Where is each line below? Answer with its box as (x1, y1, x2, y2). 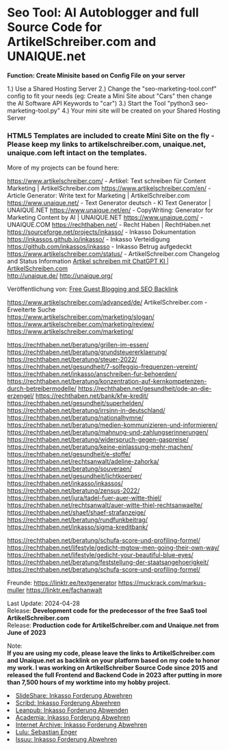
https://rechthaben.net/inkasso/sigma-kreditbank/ (7, 523, 148, 531)
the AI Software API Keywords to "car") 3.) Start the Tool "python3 (7, 99, 193, 107)
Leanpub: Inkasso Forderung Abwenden (16, 706, 129, 714)
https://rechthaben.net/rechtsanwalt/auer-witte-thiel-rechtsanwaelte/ (7, 501, 203, 509)
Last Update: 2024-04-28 (7, 599, 80, 608)
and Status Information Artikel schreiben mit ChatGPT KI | (7, 257, 170, 266)
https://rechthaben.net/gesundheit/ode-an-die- (78, 384, 212, 392)
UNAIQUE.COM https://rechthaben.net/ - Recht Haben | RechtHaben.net (7, 221, 211, 229)
